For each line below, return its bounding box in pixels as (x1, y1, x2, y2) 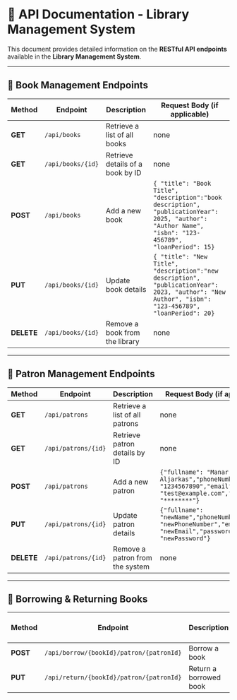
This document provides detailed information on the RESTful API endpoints (7, 45, 227, 53)
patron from (112, 552, 153, 562)
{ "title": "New (152, 252, 208, 261)
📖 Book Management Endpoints (7, 79, 149, 91)
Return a (188, 664, 217, 674)
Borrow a (188, 643, 219, 653)
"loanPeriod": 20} (152, 309, 215, 317)
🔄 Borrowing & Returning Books (7, 593, 148, 605)
